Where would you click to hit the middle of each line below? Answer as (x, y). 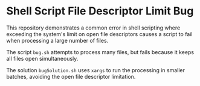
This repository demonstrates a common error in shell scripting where (93, 28)
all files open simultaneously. (42, 58)
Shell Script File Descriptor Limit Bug (100, 11)
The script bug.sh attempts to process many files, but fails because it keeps (100, 52)
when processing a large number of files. (57, 40)
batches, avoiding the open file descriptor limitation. (71, 76)
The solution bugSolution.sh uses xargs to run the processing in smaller (96, 70)
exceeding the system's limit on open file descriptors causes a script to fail (99, 34)
